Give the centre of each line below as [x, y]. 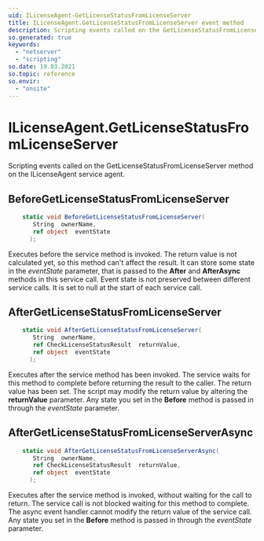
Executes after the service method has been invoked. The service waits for [129, 374]
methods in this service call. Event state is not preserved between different [130, 279]
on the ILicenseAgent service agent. [67, 175]
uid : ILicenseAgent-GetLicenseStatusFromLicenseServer [100, 15]
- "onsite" [33, 88]
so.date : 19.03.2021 [42, 67]
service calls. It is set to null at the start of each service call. [105, 287]
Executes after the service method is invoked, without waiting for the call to [130, 495]
